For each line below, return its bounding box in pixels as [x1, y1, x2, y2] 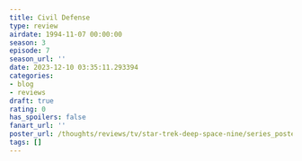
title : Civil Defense [9, 13, 91, 22]
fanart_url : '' [9, 122, 67, 131]
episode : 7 [9, 47, 50, 55]
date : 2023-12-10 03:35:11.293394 [9, 64, 139, 72]
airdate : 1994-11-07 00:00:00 [9, 30, 123, 38]
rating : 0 [9, 105, 47, 114]
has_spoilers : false [9, 113, 87, 122]
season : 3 [9, 38, 47, 47]
